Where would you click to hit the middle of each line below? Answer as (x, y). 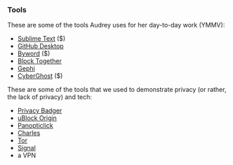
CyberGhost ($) (40, 76)
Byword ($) (34, 53)
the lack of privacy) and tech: (50, 97)
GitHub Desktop (41, 46)
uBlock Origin (37, 118)
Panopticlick (35, 126)
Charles (29, 133)
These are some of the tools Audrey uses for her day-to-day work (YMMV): (116, 25)
